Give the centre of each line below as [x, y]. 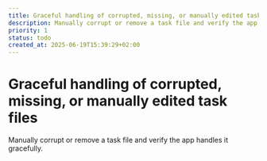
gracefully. [26, 148]
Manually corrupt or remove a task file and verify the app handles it [118, 140]
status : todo [30, 38]
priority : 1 [28, 30]
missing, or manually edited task [118, 101]
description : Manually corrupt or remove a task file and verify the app [133, 23]
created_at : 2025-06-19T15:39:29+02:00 [74, 45]
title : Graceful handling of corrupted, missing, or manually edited [126, 15]
